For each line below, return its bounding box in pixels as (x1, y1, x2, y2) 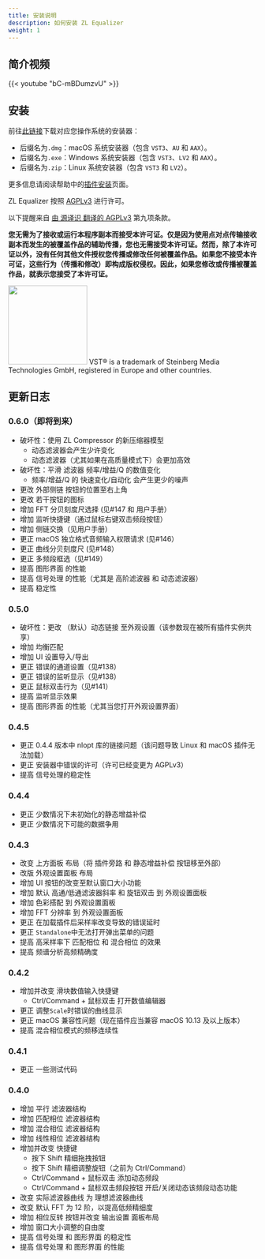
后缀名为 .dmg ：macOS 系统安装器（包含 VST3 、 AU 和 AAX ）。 (19, 143, 211, 152)
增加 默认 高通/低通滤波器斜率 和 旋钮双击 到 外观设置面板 (19, 887, 207, 897)
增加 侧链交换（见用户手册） (19, 524, 112, 534)
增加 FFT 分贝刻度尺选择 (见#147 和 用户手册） (19, 504, 171, 514)
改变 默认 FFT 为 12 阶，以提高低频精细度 (19, 1202, 154, 1212)
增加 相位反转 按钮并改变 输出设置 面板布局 (19, 1212, 159, 1222)
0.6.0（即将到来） (8, 416, 77, 427)
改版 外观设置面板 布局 (19, 867, 93, 877)
